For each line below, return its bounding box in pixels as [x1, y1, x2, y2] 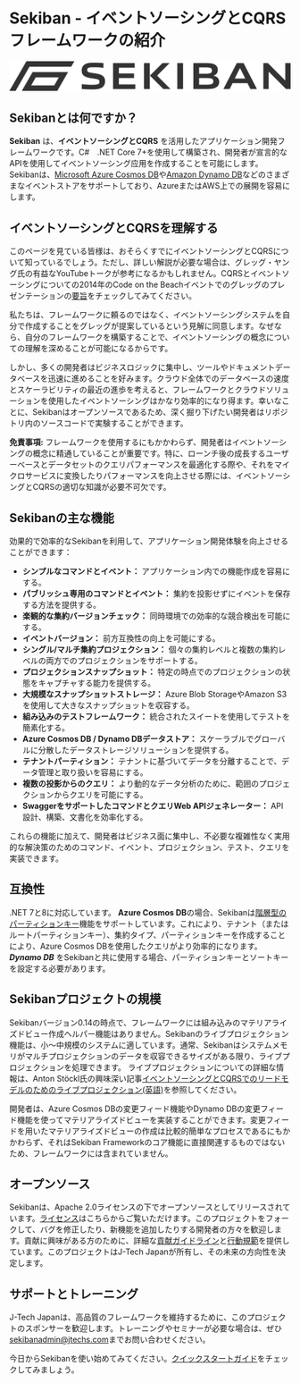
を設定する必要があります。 [9, 963, 111, 974]
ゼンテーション [9, 291, 64, 301]
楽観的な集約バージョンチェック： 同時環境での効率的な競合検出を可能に [21, 611, 291, 621]
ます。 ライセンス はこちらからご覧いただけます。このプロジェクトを [16, 1213, 266, 1224]
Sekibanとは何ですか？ [9, 110, 138, 125]
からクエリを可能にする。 [53, 789, 148, 800]
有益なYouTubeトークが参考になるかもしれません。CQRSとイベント [32, 268, 282, 279]
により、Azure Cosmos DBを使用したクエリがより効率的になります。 [9, 940, 262, 951]
